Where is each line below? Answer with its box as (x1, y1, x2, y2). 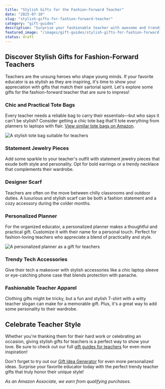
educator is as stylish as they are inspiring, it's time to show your (5, 79, 137, 84)
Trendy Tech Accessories (5, 256, 68, 263)
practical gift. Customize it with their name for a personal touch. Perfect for (5, 229, 157, 235)
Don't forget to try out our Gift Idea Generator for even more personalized (5, 359, 154, 364)
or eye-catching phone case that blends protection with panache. (5, 272, 138, 278)
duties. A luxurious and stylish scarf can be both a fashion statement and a (5, 195, 157, 201)
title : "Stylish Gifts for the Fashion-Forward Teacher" (5, 7, 124, 12)
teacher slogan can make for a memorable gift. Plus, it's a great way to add (5, 301, 157, 307)
